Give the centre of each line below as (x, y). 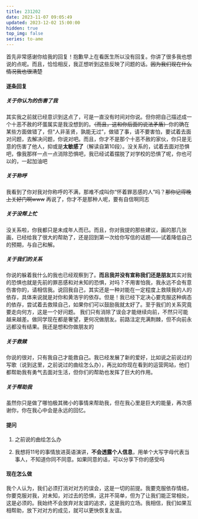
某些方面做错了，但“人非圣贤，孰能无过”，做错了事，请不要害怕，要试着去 (96, 131)
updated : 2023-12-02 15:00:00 (43, 22)
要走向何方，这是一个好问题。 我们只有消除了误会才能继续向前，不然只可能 (97, 312)
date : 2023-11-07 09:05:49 (39, 17)
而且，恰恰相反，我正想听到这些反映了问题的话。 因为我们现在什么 (112, 64)
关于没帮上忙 (22, 214)
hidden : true (22, 28)
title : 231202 (24, 12)
